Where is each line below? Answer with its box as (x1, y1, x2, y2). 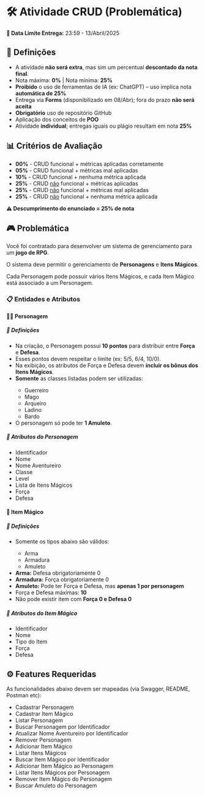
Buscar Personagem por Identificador (15, 723, 110, 731)
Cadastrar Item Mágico (15, 710, 73, 718)
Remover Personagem (15, 736, 72, 743)
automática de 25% (15, 90, 67, 97)
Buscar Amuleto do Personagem (15, 782, 97, 789)
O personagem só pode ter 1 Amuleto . (15, 419, 112, 427)
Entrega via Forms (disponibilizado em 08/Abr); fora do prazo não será (15, 96, 195, 103)
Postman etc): (6, 692, 42, 699)
